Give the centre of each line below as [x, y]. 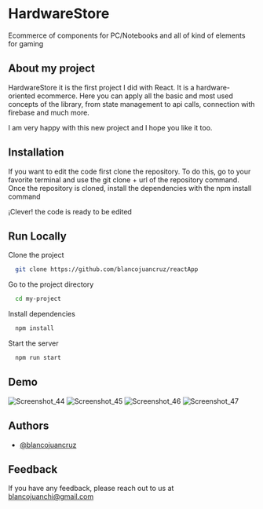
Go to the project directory [51, 284]
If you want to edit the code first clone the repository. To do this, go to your [130, 171]
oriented [22, 96]
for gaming [26, 43]
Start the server [33, 343]
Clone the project [36, 255]
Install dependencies [42, 314]
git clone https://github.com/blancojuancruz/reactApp [107, 269]
